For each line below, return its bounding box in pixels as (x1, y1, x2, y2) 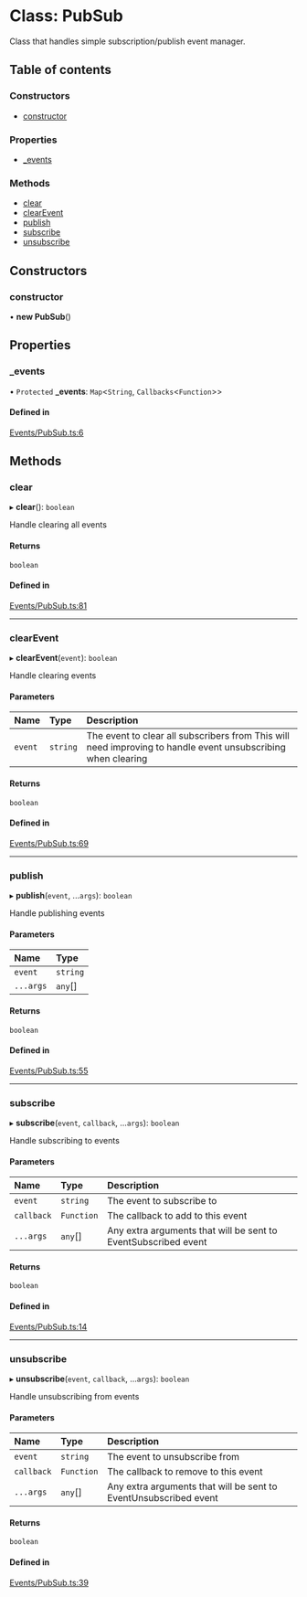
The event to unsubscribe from (106, 1451, 240, 1464)
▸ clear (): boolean (9, 502, 75, 513)
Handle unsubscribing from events (9, 1390, 140, 1401)
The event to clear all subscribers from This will (86, 729, 290, 742)
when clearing (86, 752, 148, 765)
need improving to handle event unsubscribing (86, 741, 286, 754)
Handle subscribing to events (9, 1135, 121, 1145)
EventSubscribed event (106, 1236, 207, 1249)
